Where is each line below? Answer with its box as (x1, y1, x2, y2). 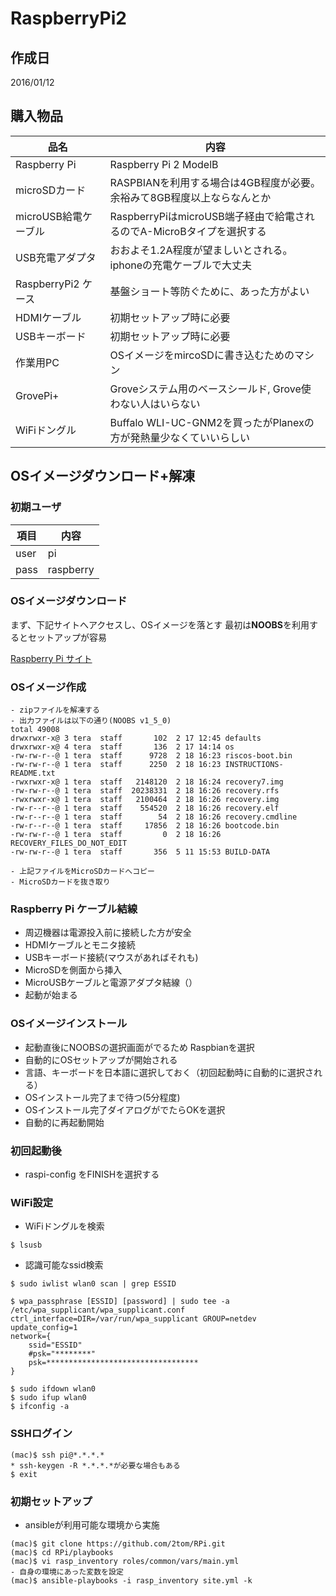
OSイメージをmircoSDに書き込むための (109, 348, 295, 362)
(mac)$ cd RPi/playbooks (10, 1547, 114, 1557)
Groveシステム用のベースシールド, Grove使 (109, 382, 312, 396)
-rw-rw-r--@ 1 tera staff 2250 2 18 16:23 (10, 760, 222, 770)
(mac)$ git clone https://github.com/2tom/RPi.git (10, 1538, 226, 1549)
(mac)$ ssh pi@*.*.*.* (10, 1450, 105, 1460)
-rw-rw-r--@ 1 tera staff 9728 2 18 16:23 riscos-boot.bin (10, 751, 293, 761)
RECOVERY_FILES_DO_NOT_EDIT (10, 838, 128, 849)
